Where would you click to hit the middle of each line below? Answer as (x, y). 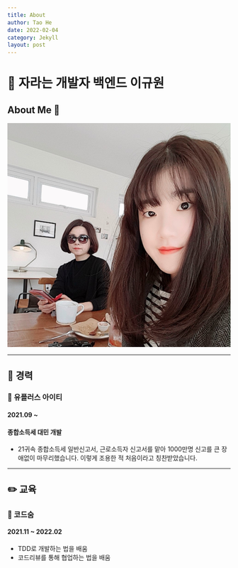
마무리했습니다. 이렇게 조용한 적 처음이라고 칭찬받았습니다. (117, 458)
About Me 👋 (34, 110)
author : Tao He (30, 22)
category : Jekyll (33, 38)
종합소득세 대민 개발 (35, 432)
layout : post (27, 45)
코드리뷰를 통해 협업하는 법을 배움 (64, 557)
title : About (27, 15)
